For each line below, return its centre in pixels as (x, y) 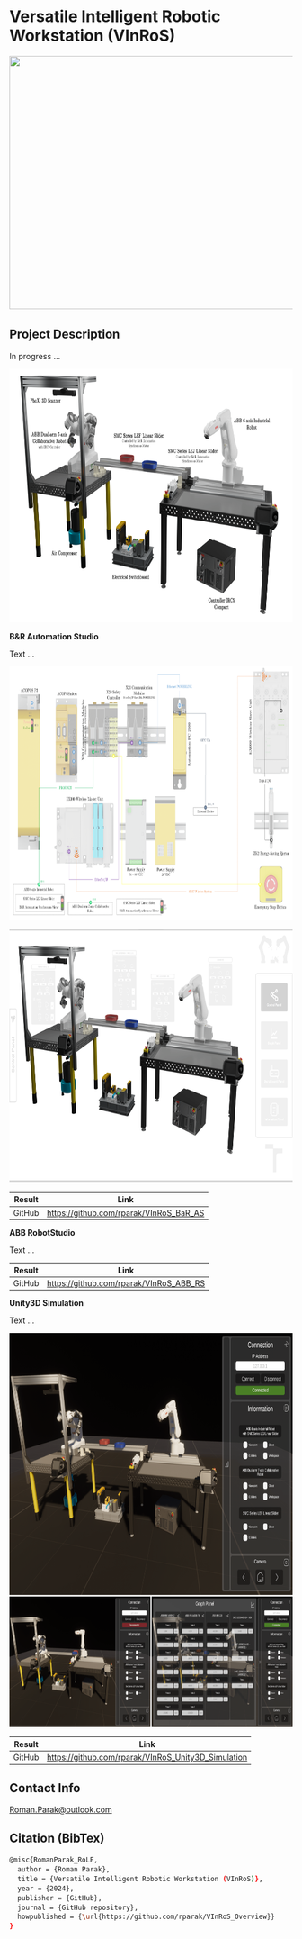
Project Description (65, 335)
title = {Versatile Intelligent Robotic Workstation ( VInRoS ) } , (140, 1879)
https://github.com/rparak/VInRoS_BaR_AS (125, 1212)
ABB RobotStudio (42, 1232)
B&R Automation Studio (54, 636)
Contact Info (45, 1788)
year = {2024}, (46, 1889)
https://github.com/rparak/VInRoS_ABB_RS (126, 1283)
